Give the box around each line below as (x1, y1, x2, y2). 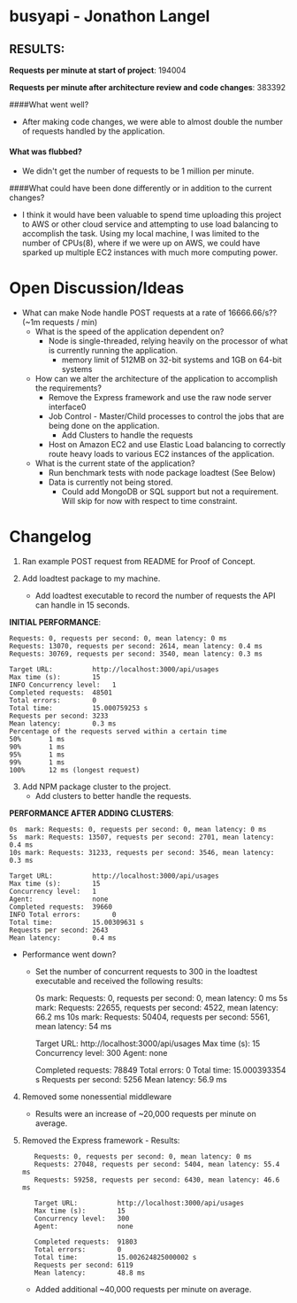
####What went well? (9, 99, 89, 110)
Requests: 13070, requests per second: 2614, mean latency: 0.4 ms (9, 642, 263, 651)
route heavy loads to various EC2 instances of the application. (48, 449, 275, 460)
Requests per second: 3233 (9, 711, 109, 721)
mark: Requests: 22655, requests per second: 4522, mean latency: (34, 1003, 278, 1013)
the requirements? (34, 383, 102, 393)
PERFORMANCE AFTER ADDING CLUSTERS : (9, 808, 174, 818)
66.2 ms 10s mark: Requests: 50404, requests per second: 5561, (34, 1012, 270, 1022)
